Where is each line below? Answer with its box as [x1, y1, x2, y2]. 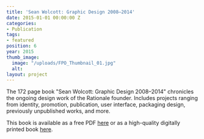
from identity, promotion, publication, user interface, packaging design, [6, 101, 186, 109]
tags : [6, 32, 20, 38]
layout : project [6, 71, 48, 77]
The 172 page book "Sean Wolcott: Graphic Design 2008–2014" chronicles [6, 88, 194, 95]
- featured [6, 37, 34, 43]
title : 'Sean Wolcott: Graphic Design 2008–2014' [6, 9, 136, 15]
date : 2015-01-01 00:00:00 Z [6, 15, 81, 21]
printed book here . [6, 126, 53, 133]
